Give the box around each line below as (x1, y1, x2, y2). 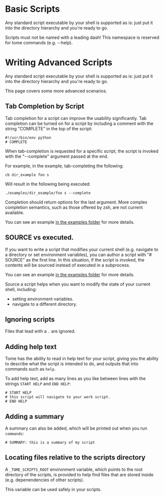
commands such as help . (5, 366, 56, 372)
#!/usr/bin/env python (5, 135, 51, 140)
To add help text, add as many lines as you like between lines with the (5, 376, 146, 381)
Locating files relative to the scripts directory (5, 453, 146, 462)
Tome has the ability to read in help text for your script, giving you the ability (5, 355, 159, 362)
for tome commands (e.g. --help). (5, 39, 73, 45)
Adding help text (5, 343, 57, 351)
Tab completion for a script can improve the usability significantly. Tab (5, 115, 147, 121)
